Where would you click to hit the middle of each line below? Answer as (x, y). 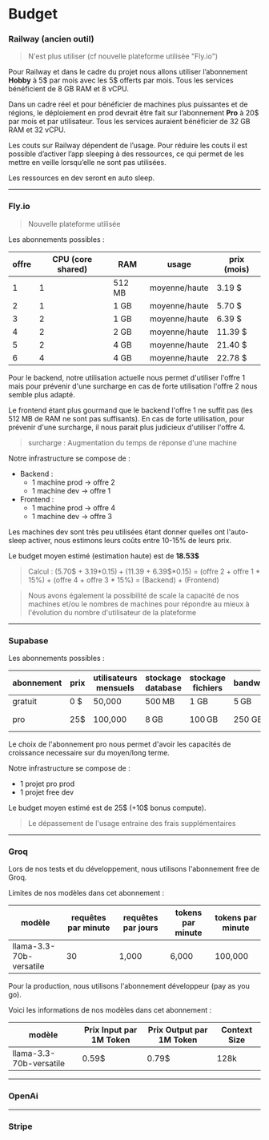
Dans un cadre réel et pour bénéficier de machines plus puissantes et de (128, 104)
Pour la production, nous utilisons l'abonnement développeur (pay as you (129, 986)
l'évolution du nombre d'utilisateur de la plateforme (112, 612)
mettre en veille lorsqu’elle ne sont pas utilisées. (87, 163)
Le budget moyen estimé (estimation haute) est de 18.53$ (104, 556)
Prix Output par (178, 1030)
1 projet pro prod (47, 784)
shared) (72, 269)
